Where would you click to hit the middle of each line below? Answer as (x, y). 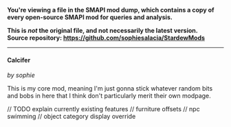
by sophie (21, 76)
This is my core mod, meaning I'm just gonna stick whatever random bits (110, 89)
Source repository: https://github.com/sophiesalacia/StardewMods (106, 38)
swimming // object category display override (71, 117)
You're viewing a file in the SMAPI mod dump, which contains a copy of (111, 10)
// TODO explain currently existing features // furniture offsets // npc (104, 109)
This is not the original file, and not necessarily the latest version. (102, 31)
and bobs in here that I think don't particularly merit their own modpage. (109, 96)
